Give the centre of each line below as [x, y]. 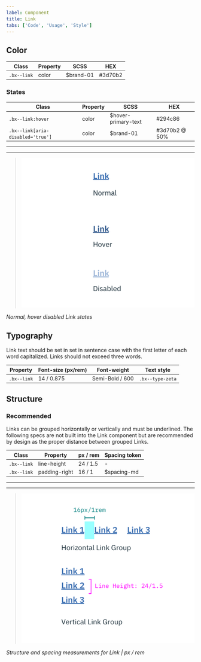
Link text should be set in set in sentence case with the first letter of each [97, 350]
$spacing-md [121, 472]
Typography [29, 336]
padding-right [56, 472]
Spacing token [123, 455]
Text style [158, 370]
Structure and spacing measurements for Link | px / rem [75, 652]
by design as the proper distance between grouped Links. [77, 442]
